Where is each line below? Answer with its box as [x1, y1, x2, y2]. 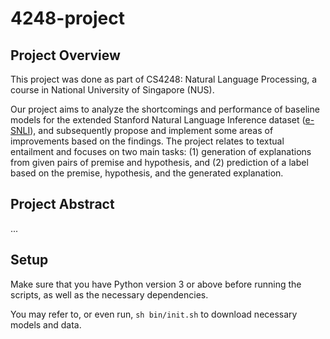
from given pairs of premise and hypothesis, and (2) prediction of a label [10, 157, 309, 168]
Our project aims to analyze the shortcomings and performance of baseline [10, 103, 320, 115]
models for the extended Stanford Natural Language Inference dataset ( [10, 114, 306, 126]
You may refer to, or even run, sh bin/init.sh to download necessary [10, 308, 298, 320]
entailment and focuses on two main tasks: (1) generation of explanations [10, 146, 312, 157]
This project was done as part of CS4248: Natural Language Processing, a [10, 73, 318, 85]
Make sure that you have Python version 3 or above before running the [10, 278, 302, 290]
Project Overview [10, 47, 121, 64]
